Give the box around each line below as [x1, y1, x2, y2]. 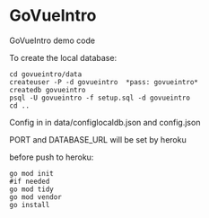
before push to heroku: [9, 152, 94, 162]
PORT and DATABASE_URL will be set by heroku [9, 134, 187, 144]
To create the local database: [9, 52, 118, 63]
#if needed [9, 177, 50, 186]
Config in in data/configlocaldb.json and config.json [9, 117, 201, 127]
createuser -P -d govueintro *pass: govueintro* [9, 77, 199, 86]
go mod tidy [9, 185, 54, 194]
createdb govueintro [9, 85, 87, 94]
